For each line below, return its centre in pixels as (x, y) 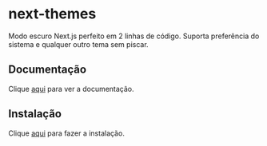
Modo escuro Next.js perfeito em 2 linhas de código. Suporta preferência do (134, 36)
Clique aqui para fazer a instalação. (67, 133)
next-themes (52, 14)
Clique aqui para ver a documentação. (71, 89)
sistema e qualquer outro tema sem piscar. (79, 44)
